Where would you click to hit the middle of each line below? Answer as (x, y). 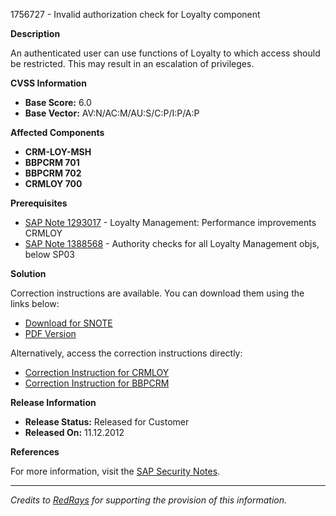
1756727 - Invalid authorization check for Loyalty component (135, 14)
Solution (28, 273)
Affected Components (57, 132)
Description (35, 33)
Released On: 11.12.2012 (74, 432)
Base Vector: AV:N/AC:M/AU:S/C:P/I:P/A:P (112, 113)
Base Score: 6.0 (58, 102)
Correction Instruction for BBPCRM (97, 383)
